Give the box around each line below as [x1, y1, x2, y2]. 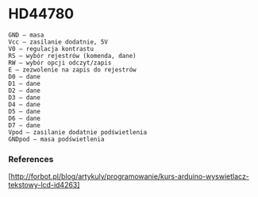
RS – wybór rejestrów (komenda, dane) [8, 52, 137, 60]
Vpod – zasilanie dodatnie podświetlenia [8, 128, 148, 136]
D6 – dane [8, 114, 41, 122]
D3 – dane [8, 93, 41, 102]
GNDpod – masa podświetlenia [8, 135, 105, 143]
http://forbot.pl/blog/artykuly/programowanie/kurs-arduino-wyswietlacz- [10, 172, 250, 181]
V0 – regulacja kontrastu [8, 44, 94, 52]
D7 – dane [8, 121, 41, 129]
